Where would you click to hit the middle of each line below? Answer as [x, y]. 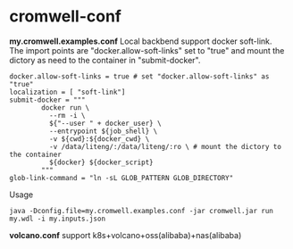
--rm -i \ [67, 115]
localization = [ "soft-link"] [67, 92]
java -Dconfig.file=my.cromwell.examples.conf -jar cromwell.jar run [142, 211]
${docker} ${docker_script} [101, 162]
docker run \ [66, 108]
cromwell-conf [66, 17]
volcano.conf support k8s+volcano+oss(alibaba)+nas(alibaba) [126, 235]
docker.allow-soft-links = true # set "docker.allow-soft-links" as [139, 76]
